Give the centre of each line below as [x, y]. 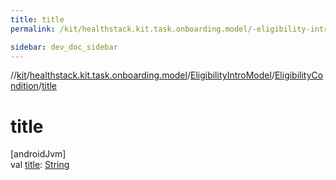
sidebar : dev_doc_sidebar [64, 47]
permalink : [33, 29]
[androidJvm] [38, 154]
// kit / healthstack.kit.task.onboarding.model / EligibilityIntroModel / [142, 75]
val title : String [40, 165]
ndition [24, 86]
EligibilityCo [299, 75]
